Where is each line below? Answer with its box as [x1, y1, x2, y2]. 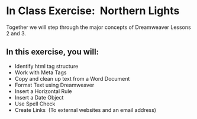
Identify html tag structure [14, 62, 79, 70]
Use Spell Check [14, 100, 56, 107]
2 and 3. [6, 29, 27, 37]
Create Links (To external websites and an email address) [14, 106, 157, 113]
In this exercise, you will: [6, 47, 99, 57]
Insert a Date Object [14, 94, 64, 101]
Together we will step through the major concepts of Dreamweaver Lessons [6, 24, 191, 31]
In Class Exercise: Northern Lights [6, 4, 180, 18]
